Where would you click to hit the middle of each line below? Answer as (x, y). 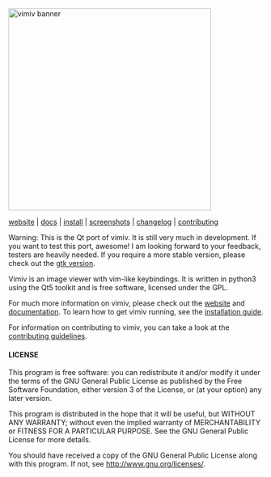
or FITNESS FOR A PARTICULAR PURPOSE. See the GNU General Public (129, 431)
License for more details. (50, 440)
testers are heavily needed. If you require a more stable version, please (127, 255)
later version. (30, 399)
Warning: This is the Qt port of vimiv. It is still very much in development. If (132, 237)
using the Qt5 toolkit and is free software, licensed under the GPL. (119, 287)
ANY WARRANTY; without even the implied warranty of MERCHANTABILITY (135, 423)
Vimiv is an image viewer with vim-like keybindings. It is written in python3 (132, 279)
